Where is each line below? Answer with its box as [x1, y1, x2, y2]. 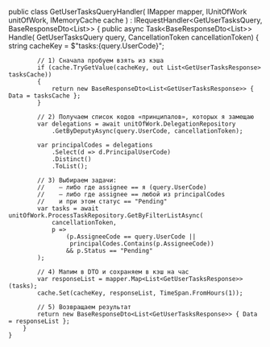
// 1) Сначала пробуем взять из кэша [37, 56, 164, 64]
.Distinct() [51, 155, 92, 163]
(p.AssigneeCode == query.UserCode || [65, 233, 197, 241]
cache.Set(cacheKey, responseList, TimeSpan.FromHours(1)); [37, 289, 243, 297]
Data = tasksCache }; [8, 92, 81, 100]
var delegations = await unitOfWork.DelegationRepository [37, 120, 236, 128]
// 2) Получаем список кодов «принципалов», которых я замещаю [37, 113, 254, 121]
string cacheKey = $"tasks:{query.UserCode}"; [8, 41, 165, 51]
